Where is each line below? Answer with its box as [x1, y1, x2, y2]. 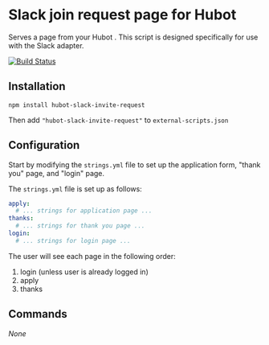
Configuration [8, 138, 80, 152]
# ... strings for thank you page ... [15, 222, 146, 230]
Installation [8, 80, 66, 93]
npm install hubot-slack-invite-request [8, 101, 146, 109]
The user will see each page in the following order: [8, 251, 177, 261]
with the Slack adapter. [8, 40, 84, 50]
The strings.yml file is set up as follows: [8, 183, 142, 194]
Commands [8, 307, 68, 321]
